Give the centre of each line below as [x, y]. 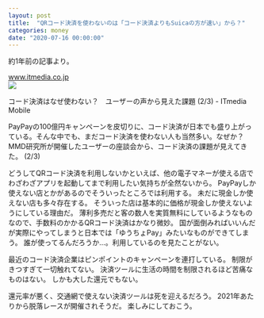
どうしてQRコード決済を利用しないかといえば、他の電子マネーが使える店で [131, 173]
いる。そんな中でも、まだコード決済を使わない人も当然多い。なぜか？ [129, 136]
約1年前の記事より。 [41, 61]
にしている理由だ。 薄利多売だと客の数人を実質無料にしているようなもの [134, 213]
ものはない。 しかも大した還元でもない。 [75, 279]
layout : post [30, 15]
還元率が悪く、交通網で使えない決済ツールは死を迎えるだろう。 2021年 [124, 296]
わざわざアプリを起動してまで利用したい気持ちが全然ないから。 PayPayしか [132, 183]
